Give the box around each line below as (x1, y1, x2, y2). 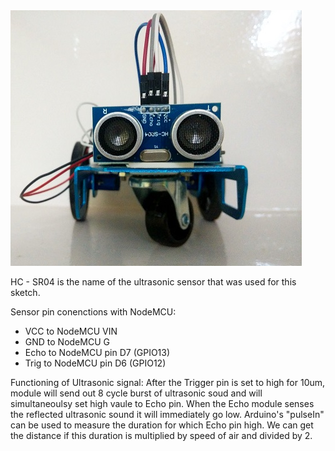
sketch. (10, 287, 41, 298)
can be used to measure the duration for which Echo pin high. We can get (10, 419, 314, 431)
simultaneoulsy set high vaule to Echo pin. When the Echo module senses (10, 398, 315, 409)
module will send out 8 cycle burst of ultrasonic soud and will (10, 387, 263, 399)
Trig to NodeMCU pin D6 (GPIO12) (24, 357, 167, 369)
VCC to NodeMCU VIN (24, 325, 118, 337)
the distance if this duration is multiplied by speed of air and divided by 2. (10, 430, 313, 441)
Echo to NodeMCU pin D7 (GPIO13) (24, 347, 171, 358)
